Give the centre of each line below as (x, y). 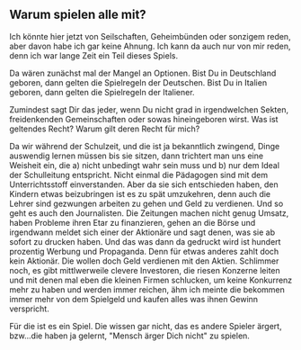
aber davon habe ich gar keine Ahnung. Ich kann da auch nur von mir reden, (150, 46)
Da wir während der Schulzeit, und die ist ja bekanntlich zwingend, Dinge (145, 146)
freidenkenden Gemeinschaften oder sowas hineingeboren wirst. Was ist (144, 119)
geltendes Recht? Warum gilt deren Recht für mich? (105, 129)
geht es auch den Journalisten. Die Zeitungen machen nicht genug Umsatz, (149, 213)
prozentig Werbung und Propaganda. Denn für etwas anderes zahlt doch (144, 251)
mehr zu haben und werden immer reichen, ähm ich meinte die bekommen (147, 289)
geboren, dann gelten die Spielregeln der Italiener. (102, 92)
